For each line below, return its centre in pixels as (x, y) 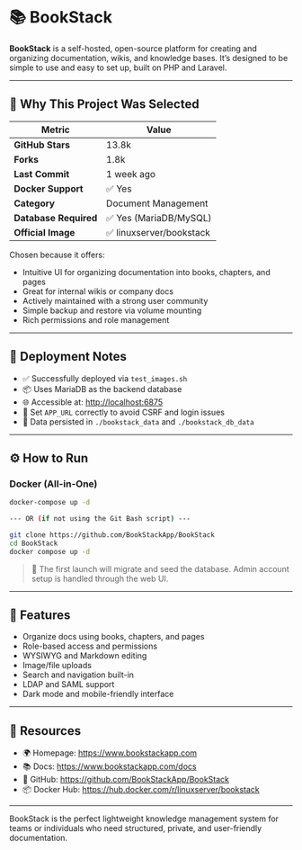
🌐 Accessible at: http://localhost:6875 (93, 402)
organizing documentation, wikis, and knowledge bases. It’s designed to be (149, 58)
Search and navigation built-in (78, 675)
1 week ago (131, 174)
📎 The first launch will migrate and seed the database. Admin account (160, 568)
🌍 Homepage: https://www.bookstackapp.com (110, 753)
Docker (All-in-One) (53, 484)
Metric (55, 130)
